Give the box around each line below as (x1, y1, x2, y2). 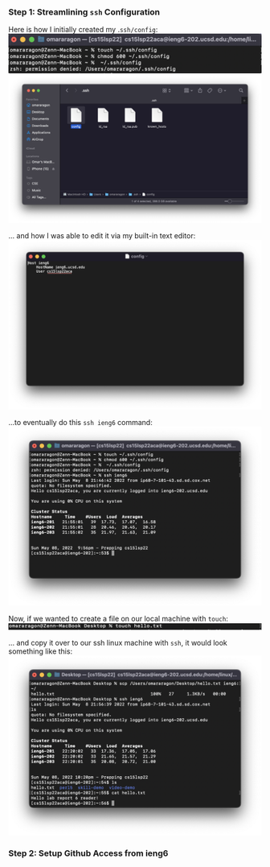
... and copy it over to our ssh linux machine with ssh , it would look (8, 638, 227, 648)
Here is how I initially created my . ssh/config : (8, 25, 158, 35)
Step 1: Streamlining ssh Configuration (8, 6, 161, 18)
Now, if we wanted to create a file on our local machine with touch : (8, 614, 229, 624)
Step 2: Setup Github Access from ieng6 (8, 848, 169, 859)
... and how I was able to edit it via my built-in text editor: (8, 231, 196, 241)
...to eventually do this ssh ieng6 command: (8, 417, 153, 427)
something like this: (8, 646, 73, 656)
